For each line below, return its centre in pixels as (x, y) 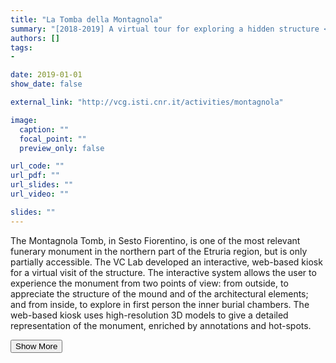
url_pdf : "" (35, 176)
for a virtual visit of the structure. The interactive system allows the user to (163, 272)
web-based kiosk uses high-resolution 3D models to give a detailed (149, 315)
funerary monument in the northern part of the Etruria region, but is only (159, 251)
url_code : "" (37, 166)
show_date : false (46, 84)
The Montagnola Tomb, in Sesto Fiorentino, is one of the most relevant (155, 240)
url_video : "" (40, 194)
